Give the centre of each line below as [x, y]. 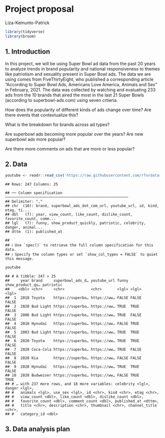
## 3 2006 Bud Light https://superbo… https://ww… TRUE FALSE [73, 315]
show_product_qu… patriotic [34, 285]
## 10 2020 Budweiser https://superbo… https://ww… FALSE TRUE [72, 375]
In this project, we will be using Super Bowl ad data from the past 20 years [80, 63]
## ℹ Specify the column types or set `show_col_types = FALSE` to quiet [82, 254]
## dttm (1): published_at [34, 232]
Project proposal [40, 9]
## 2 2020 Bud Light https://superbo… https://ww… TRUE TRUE [72, 307]
